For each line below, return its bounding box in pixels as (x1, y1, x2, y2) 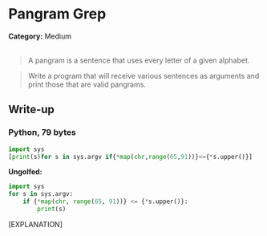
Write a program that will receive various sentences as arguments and (27, 71, 260, 80)
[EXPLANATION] (8, 219, 63, 229)
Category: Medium (8, 31, 72, 41)
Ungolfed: (8, 167, 42, 177)
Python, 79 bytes (8, 127, 76, 138)
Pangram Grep (8, 5, 107, 23)
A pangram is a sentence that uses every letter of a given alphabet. (27, 55, 250, 65)
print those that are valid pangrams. (27, 79, 147, 89)
